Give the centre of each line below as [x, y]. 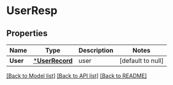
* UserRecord [53, 61]
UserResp [32, 11]
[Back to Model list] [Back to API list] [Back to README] [77, 76]
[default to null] [141, 61]
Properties [27, 33]
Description [96, 50]
